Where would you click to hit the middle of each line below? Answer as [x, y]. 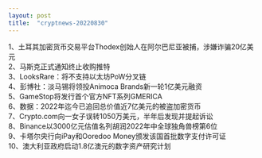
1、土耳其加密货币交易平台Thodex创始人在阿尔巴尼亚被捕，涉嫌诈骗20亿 [127, 46]
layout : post [30, 15]
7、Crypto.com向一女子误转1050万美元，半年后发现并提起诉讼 [111, 116]
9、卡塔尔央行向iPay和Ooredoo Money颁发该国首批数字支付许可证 [117, 136]
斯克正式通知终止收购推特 [68, 66]
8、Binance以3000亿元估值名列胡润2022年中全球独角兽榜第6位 [113, 126]
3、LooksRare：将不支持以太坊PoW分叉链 [77, 76]
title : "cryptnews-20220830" [59, 23]
